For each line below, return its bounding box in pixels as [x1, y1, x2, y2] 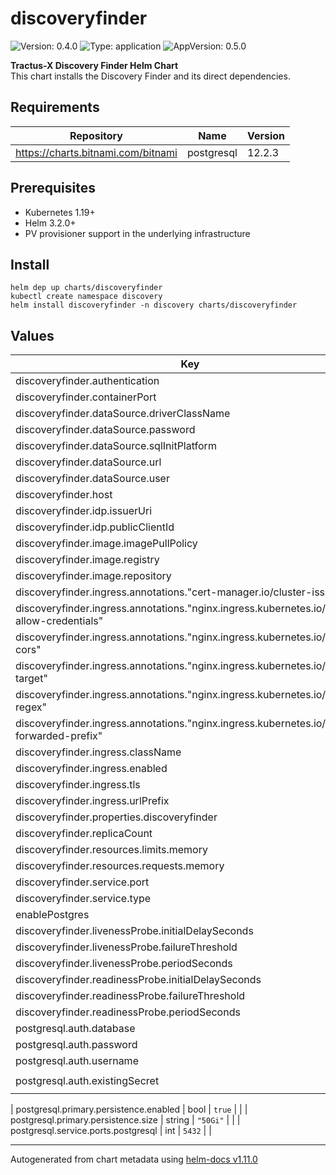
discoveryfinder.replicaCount [15, 827, 153, 841]
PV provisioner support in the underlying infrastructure [24, 227, 251, 239]
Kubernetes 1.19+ [24, 206, 96, 218]
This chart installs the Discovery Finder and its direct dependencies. [10, 70, 291, 82]
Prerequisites [10, 180, 96, 197]
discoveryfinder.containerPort [15, 390, 157, 404]
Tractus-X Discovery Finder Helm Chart [10, 59, 179, 71]
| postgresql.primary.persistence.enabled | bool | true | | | [10, 1103, 248, 1116]
